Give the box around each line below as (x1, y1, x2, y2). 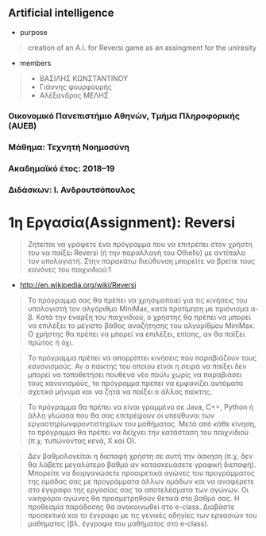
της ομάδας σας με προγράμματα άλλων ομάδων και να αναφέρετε (27, 476, 255, 487)
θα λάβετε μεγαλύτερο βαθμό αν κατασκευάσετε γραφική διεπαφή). (27, 460, 256, 469)
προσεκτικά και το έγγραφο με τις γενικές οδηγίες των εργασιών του (27, 511, 257, 520)
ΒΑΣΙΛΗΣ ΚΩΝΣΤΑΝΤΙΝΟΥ (39, 73, 129, 83)
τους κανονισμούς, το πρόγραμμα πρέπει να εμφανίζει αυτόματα (27, 379, 244, 388)
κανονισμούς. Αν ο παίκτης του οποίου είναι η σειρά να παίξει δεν (27, 361, 247, 372)
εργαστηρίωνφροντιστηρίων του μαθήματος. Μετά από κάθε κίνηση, (27, 419, 256, 429)
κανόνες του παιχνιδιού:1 (27, 265, 112, 275)
